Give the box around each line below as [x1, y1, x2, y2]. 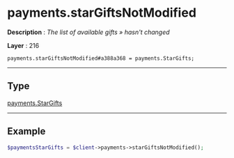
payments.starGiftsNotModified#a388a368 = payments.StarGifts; [7, 54, 195, 62]
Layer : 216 [7, 41, 40, 49]
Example [7, 125, 46, 137]
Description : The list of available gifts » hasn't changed [7, 28, 170, 36]
